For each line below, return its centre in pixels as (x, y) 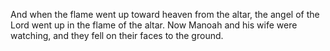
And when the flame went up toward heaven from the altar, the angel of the (165, 14)
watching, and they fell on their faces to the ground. (117, 35)
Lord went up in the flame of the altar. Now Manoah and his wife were (154, 25)
